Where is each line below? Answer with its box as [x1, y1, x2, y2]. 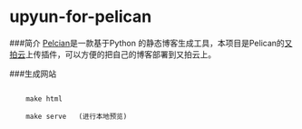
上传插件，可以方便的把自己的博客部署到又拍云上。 [25, 48, 216, 60]
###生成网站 [9, 68, 57, 79]
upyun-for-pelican [9, 6, 152, 27]
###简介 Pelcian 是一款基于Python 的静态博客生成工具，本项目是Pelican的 [9, 37, 286, 48]
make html [25, 94, 63, 104]
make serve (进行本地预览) [25, 112, 128, 121]
